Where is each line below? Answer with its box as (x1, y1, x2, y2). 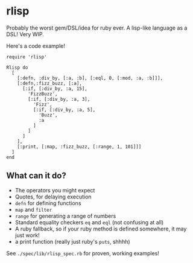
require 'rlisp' (6, 54, 47, 60)
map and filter (14, 206, 52, 213)
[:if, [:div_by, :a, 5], (33, 107, 96, 113)
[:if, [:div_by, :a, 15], (22, 86, 87, 92)
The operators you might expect (14, 186, 95, 194)
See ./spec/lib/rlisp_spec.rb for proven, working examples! (6, 249, 160, 257)
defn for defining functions (14, 199, 81, 206)
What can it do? (6, 171, 66, 181)
